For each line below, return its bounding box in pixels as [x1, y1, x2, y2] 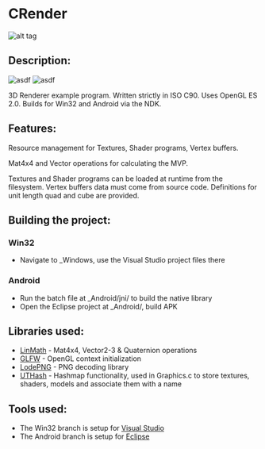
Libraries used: [8, 324, 85, 338]
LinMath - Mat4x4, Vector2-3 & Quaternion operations [19, 346, 198, 355]
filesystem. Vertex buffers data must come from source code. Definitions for [8, 182, 258, 191]
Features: [8, 122, 57, 136]
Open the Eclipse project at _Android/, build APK [19, 301, 179, 311]
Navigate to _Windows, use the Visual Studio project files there [19, 255, 225, 265]
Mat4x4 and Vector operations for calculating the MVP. [8, 158, 189, 167]
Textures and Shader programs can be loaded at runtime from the [8, 174, 224, 183]
